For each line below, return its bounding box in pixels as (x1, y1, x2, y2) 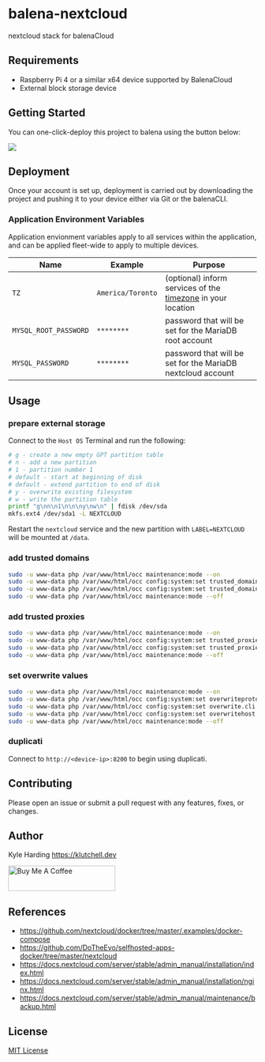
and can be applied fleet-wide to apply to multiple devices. (8, 240, 200, 250)
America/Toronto (96, 288, 158, 297)
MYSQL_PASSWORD (12, 358, 69, 368)
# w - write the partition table (8, 495, 118, 503)
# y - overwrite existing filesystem (8, 488, 132, 496)
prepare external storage (8, 418, 106, 429)
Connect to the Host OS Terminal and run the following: (8, 436, 186, 445)
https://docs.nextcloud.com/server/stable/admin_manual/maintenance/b (19, 993, 256, 1003)
